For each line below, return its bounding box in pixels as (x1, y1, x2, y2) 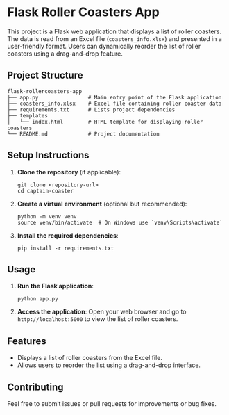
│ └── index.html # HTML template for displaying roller (7, 118, 203, 125)
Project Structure (7, 70, 83, 81)
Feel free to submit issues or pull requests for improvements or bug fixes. (7, 400, 217, 407)
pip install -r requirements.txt (17, 245, 114, 252)
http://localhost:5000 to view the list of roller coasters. (17, 315, 178, 323)
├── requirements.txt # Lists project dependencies (7, 106, 176, 113)
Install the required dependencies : (17, 231, 119, 240)
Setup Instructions (7, 149, 90, 161)
